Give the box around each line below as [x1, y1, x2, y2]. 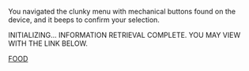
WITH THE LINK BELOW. [8, 39, 89, 48]
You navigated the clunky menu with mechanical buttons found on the [8, 7, 236, 16]
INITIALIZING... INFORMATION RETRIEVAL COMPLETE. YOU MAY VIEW [8, 31, 241, 39]
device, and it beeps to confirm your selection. [8, 15, 160, 24]
